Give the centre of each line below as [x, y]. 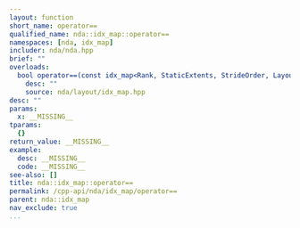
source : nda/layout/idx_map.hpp [85, 92]
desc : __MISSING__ [52, 158]
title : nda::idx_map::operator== [71, 183]
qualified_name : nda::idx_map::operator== [89, 34]
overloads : [29, 68]
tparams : [25, 126]
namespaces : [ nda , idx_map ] [62, 42]
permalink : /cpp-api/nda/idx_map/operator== [93, 191]
